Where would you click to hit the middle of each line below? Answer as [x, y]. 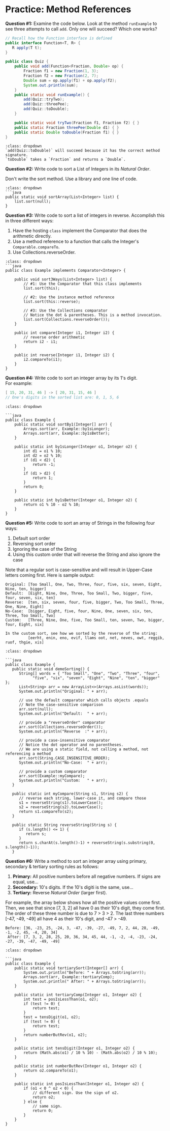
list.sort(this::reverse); [52, 302]
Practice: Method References [68, 9]
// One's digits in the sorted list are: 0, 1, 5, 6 [62, 398]
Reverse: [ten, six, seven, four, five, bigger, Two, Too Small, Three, [85, 602]
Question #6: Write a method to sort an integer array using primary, [76, 861]
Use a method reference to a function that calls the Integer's [76, 242]
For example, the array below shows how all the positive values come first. [83, 902]
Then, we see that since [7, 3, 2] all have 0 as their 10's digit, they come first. [85, 908]
